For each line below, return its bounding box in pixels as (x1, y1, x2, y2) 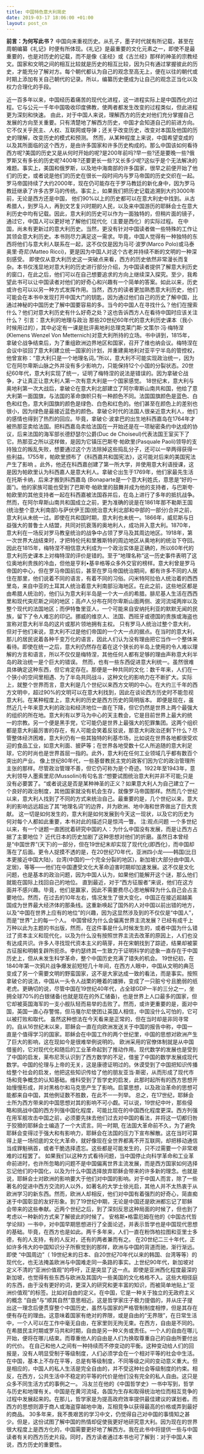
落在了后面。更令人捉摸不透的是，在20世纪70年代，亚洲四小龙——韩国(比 (6, 849, 192, 856)
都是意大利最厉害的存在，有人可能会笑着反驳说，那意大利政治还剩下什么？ (6, 727, 192, 734)
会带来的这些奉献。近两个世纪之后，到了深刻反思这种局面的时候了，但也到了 (6, 1205, 198, 1213)
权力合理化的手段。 (6, 83, 55, 91)
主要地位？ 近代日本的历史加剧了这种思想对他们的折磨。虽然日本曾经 (16, 833, 189, 841)
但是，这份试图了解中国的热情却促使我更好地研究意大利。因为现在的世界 (16, 1418, 198, 1425)
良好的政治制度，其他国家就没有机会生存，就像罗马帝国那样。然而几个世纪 (11, 788, 198, 795)
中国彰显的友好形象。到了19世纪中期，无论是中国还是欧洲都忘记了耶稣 (16, 1198, 193, 1205)
